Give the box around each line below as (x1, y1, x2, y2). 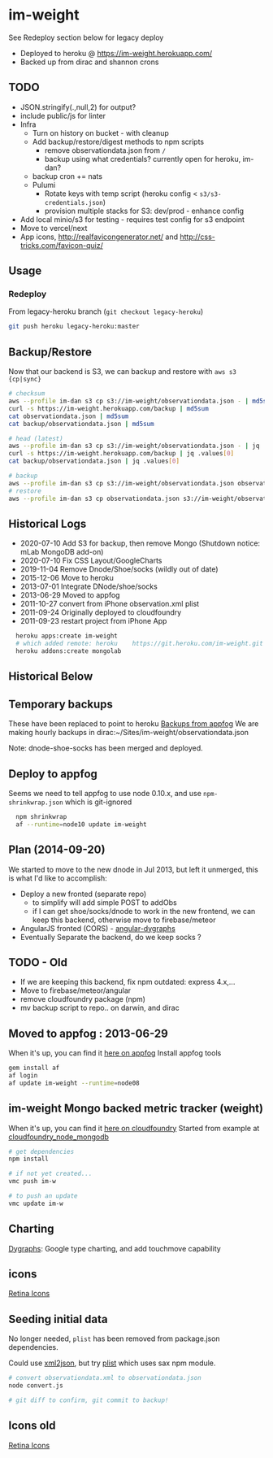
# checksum (8, 390, 45, 398)
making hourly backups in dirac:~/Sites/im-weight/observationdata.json (8, 728, 249, 738)
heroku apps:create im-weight (15, 632, 118, 640)
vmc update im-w (8, 1199, 63, 1208)
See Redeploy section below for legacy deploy (8, 33, 164, 42)
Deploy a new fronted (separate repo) (19, 889, 147, 899)
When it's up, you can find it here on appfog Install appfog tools (8, 1048, 222, 1058)
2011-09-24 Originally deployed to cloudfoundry (19, 607, 182, 617)
